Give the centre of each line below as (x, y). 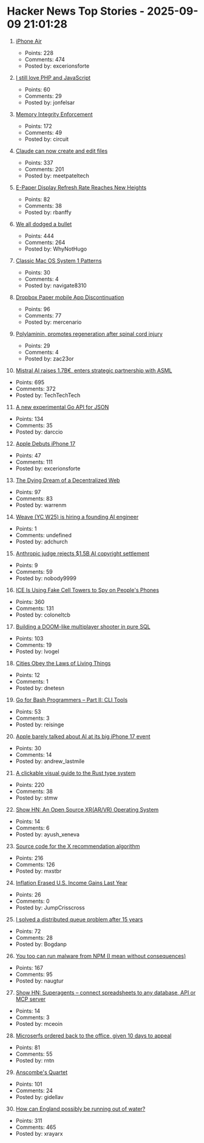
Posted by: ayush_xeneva (47, 834)
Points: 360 (30, 601)
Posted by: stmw (37, 798)
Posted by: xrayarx (39, 1133)
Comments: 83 (34, 498)
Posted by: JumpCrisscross (50, 908)
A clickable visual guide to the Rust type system (76, 773)
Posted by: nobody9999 (46, 578)
